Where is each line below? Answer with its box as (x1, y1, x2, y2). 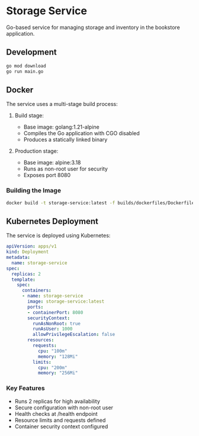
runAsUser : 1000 (32, 326, 73, 332)
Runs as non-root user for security (23, 165, 108, 172)
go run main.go (6, 68, 44, 75)
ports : (27, 304, 44, 310)
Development (6, 47, 57, 57)
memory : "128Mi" (37, 354, 78, 360)
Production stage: (14, 148, 59, 155)
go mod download (6, 63, 46, 69)
